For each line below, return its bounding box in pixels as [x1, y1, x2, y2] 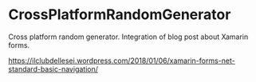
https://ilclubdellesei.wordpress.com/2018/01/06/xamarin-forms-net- [8, 56, 235, 65]
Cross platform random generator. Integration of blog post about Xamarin [8, 32, 249, 41]
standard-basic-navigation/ [8, 64, 98, 73]
